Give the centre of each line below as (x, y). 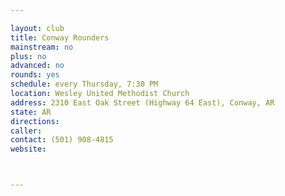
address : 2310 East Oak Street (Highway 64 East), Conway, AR (142, 102)
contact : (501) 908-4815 (62, 140)
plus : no (28, 56)
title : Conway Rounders (60, 37)
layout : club (37, 28)
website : (28, 149)
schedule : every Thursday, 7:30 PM (84, 84)
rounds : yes (35, 75)
